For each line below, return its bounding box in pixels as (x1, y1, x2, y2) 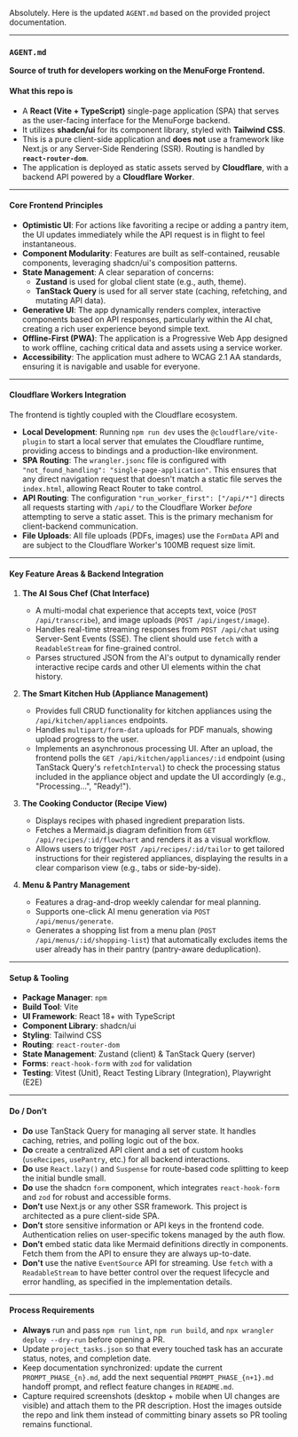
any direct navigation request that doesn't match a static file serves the (21, 474, 282, 484)
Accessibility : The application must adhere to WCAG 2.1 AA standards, (21, 351, 282, 362)
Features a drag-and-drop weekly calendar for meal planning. (35, 897, 262, 907)
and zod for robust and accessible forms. (21, 1191, 171, 1202)
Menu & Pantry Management (21, 880, 130, 891)
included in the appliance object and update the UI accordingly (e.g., (35, 772, 286, 782)
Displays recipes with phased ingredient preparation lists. (35, 815, 246, 826)
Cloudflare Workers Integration (9, 389, 127, 400)
